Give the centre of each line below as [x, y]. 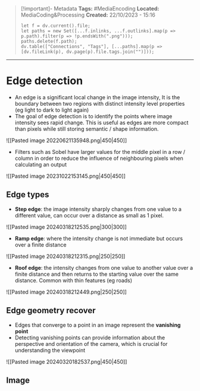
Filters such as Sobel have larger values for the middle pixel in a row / [100, 152]
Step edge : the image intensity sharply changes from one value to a [98, 209]
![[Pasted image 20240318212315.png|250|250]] [66, 256]
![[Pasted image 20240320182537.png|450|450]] [67, 361]
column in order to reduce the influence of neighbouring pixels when [99, 158]
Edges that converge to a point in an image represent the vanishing [98, 325]
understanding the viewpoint [50, 350]
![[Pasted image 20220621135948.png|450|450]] [67, 140]
